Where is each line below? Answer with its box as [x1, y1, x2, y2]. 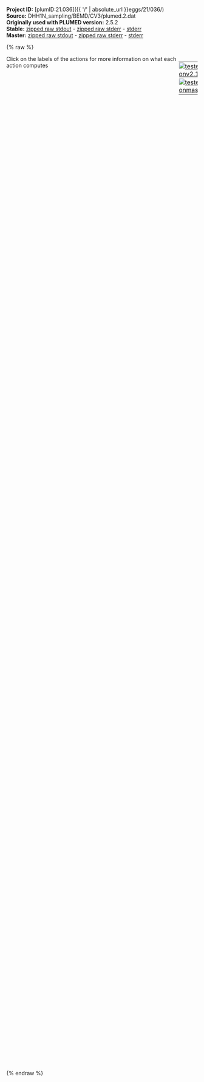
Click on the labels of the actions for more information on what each [6, 55, 177, 62]
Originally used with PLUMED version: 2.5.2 [6, 19, 118, 26]
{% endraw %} [6, 1070, 44, 1077]
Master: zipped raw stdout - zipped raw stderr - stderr [6, 32, 144, 39]
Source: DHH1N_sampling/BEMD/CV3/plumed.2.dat [6, 12, 136, 20]
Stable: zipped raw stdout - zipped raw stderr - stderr [6, 25, 141, 32]
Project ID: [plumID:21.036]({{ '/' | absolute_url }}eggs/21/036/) [6, 6, 165, 13]
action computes [6, 62, 49, 69]
